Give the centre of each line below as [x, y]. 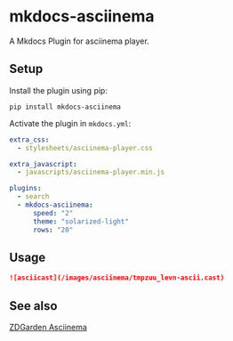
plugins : [25, 189]
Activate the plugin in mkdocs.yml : [70, 123]
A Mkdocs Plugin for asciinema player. [79, 41]
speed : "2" [53, 213]
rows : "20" [53, 230]
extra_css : [29, 140]
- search [33, 197]
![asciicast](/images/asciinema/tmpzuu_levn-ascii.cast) [117, 278]
